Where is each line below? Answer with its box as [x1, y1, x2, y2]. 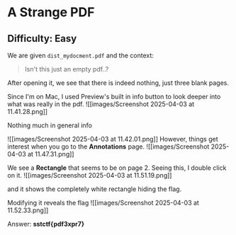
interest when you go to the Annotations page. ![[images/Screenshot [7, 142, 210, 151]
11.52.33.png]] [7, 206, 49, 214]
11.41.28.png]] [7, 108, 48, 115]
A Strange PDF [7, 4, 95, 21]
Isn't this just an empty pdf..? [24, 65, 109, 73]
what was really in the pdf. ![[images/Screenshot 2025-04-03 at [7, 100, 195, 108]
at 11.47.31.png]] [27, 150, 74, 158]
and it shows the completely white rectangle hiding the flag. [7, 185, 182, 193]
